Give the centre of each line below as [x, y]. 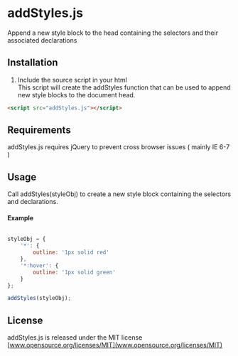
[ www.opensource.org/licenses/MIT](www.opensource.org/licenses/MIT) [115, 345]
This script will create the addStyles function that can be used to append [124, 87]
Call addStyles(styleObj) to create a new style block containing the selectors [119, 194]
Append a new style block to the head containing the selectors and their [113, 33]
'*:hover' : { [39, 265]
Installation [33, 63]
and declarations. [33, 202]
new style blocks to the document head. [76, 95]
